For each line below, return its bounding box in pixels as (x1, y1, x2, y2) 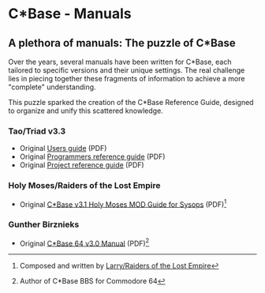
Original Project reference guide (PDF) (19, 160, 144, 170)
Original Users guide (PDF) (19, 144, 107, 153)
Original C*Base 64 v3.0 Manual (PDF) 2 (19, 237, 150, 248)
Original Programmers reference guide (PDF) (19, 152, 166, 162)
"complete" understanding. (8, 82, 96, 92)
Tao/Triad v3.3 (8, 126, 66, 137)
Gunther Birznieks (8, 219, 80, 230)
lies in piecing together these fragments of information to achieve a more (8, 74, 245, 83)
